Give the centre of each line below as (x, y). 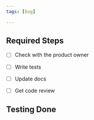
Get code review (35, 90)
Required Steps (35, 41)
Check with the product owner (52, 55)
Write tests (28, 67)
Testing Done (31, 110)
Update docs (30, 79)
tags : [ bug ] (21, 12)
